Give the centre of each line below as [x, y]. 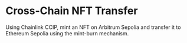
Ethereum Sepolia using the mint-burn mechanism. [67, 33]
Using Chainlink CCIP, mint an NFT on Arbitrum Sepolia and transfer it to [93, 27]
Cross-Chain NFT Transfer [72, 11]
